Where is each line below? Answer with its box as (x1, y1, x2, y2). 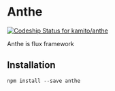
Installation (7, 59, 56, 71)
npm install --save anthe (7, 77, 80, 84)
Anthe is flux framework (7, 39, 75, 48)
